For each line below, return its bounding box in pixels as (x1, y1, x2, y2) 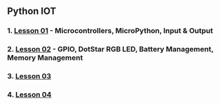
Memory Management (7, 53, 83, 62)
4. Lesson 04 (7, 90, 52, 100)
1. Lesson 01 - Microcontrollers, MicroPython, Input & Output (7, 26, 213, 36)
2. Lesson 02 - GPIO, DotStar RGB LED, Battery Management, (7, 45, 214, 54)
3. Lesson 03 (7, 71, 52, 81)
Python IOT (7, 5, 56, 17)
